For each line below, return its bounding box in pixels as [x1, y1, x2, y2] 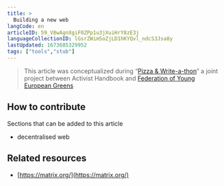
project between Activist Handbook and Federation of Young [23, 74, 195, 82]
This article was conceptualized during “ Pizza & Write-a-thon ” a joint [23, 66, 219, 75]
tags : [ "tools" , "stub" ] [7, 49, 75, 55]
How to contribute [7, 101, 86, 113]
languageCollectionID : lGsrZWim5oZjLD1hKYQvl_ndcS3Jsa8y [7, 36, 173, 42]
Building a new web [13, 16, 69, 23]
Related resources [7, 152, 87, 164]
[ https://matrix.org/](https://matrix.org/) [16, 170, 129, 178]
